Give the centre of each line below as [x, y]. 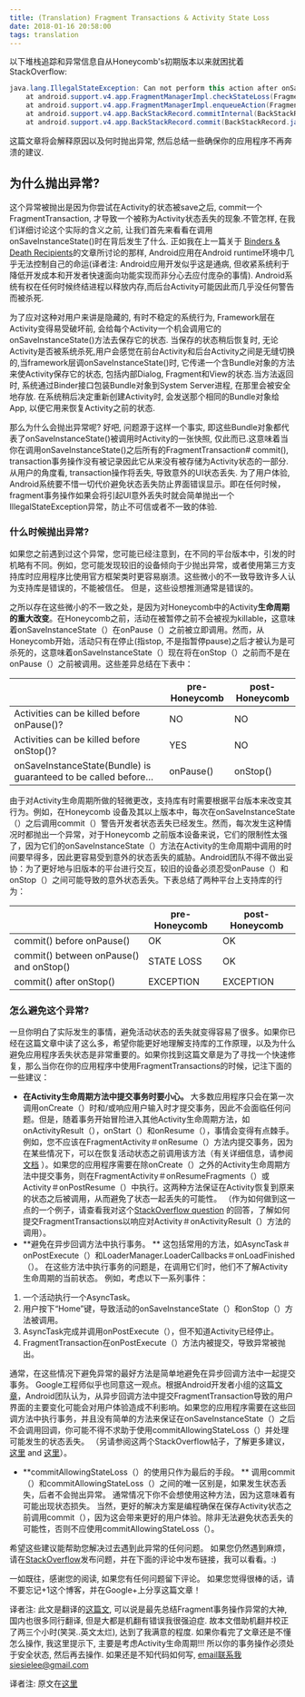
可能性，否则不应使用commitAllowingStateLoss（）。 [121, 1529]
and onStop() [42, 966]
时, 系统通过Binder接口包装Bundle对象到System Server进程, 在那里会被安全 [150, 385]
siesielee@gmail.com [49, 1665]
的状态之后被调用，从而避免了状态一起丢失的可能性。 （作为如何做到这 [155, 1199]
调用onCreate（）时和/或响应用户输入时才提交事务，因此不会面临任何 [152, 1108]
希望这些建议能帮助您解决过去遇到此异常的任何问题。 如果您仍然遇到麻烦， [150, 1548]
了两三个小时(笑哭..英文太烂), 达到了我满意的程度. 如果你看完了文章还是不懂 [151, 1632]
